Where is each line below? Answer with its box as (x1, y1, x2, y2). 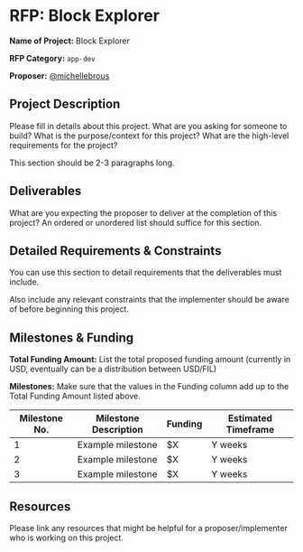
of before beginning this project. (9, 304, 129, 314)
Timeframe (225, 424, 275, 436)
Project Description (9, 97, 121, 112)
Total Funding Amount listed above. (9, 390, 142, 402)
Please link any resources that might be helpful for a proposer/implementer (9, 523, 289, 533)
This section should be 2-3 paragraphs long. (9, 157, 175, 168)
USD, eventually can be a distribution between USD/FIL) (9, 363, 217, 375)
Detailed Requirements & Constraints (9, 243, 222, 258)
